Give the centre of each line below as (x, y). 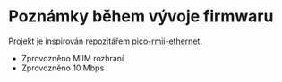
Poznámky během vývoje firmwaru (141, 16)
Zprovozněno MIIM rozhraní (73, 58)
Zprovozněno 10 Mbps (63, 68)
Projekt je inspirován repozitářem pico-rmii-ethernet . (106, 41)
